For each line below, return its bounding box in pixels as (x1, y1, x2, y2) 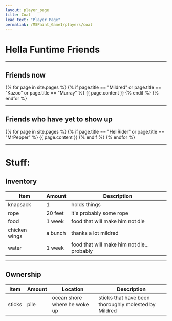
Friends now (5, 70, 46, 80)
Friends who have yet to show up (5, 115, 113, 124)
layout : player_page (5, 7, 50, 13)
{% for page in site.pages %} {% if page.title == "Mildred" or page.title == (5, 84, 161, 90)
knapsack (8, 201, 32, 208)
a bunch (46, 229, 66, 236)
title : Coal (5, 12, 31, 17)
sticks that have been (98, 294, 150, 301)
